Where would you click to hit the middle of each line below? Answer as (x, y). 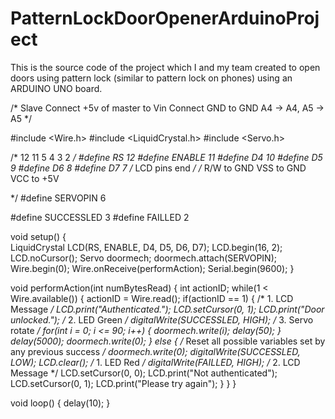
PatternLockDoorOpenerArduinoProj (165, 18)
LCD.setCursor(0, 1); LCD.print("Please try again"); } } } (123, 383)
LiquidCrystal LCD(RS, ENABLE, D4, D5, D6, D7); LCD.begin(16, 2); (146, 247)
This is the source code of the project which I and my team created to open (165, 67)
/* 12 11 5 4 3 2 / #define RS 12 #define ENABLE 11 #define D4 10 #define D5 (166, 157)
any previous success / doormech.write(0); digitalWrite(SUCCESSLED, (155, 351)
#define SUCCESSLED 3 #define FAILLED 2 (100, 217)
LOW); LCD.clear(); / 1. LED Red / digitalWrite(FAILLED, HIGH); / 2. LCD (155, 362)
